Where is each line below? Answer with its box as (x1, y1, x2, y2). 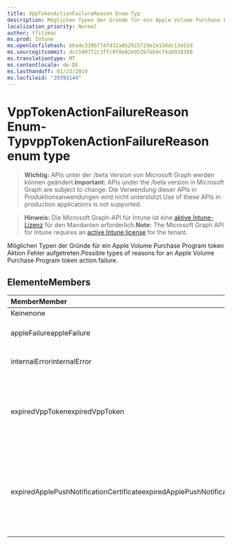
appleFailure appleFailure (10, 329, 91, 338)
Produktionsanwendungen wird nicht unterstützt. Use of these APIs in (23, 193, 221, 201)
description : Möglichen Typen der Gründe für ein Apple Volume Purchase (7, 17, 221, 23)
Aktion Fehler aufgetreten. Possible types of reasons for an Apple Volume (7, 249, 215, 258)
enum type (7, 148, 70, 164)
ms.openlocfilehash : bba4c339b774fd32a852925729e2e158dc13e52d (7, 42, 193, 49)
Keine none (10, 309, 46, 318)
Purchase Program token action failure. (7, 256, 119, 264)
